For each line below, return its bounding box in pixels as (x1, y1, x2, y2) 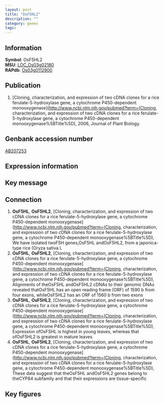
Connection (5, 195, 42, 204)
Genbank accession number (5, 135, 93, 143)
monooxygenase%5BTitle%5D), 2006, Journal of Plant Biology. (12, 120, 141, 126)
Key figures (5, 390, 41, 398)
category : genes (5, 21, 38, 26)
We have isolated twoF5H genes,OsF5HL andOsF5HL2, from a (12, 240, 138, 246)
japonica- (139, 240, 159, 246)
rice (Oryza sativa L (23, 245, 62, 251)
